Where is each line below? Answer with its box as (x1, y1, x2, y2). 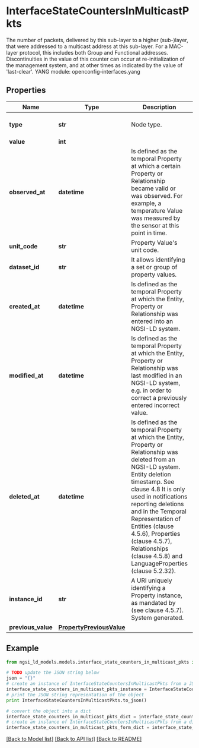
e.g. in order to (131, 386, 172, 394)
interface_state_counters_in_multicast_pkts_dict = (6, 714, 136, 719)
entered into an (131, 317, 174, 325)
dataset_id (9, 263, 40, 271)
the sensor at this (131, 221, 179, 229)
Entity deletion (131, 470, 171, 478)
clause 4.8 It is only (131, 485, 185, 493)
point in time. (131, 229, 168, 237)
